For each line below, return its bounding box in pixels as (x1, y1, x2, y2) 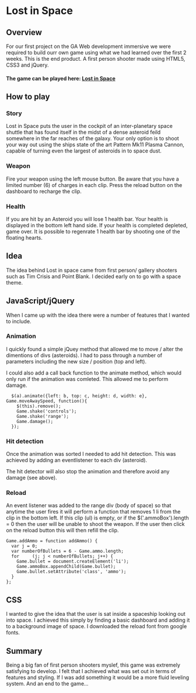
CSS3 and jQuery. (6, 61, 49, 68)
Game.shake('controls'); (16, 408, 77, 414)
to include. (6, 317, 32, 325)
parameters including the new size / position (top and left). (6, 358, 147, 365)
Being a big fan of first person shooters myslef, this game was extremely (6, 661, 181, 668)
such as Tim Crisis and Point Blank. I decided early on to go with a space (6, 273, 181, 280)
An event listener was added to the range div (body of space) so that (6, 502, 171, 509)
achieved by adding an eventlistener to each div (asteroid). (6, 457, 148, 464)
